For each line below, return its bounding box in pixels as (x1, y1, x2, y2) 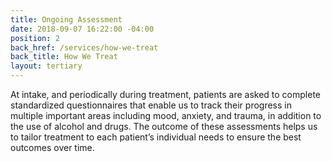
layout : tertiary (10, 61, 83, 71)
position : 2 (10, 33, 60, 43)
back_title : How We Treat (10, 52, 118, 62)
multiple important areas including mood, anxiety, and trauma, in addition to (10, 110, 322, 121)
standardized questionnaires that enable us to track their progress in (10, 99, 292, 111)
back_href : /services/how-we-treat (10, 42, 159, 53)
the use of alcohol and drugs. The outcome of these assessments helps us (10, 121, 318, 132)
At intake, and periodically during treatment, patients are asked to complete (10, 89, 322, 100)
